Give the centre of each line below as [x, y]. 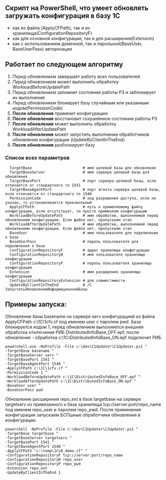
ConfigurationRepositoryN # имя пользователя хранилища [77, 255]
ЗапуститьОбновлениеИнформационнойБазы [46, 289]
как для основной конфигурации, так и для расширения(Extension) [83, 38]
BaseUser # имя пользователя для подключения [84, 233]
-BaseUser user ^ [23, 385]
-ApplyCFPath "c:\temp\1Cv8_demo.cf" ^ [46, 451]
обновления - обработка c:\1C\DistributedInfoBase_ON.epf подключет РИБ [83, 337]
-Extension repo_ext [27, 468]
